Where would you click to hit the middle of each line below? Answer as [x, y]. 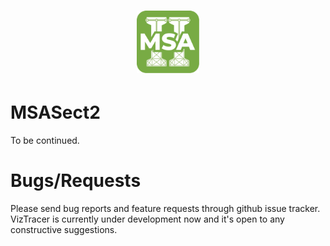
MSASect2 [55, 112]
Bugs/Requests [76, 181]
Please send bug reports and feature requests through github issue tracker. [165, 209]
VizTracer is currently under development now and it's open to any [147, 219]
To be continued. [45, 141]
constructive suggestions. [64, 230]
